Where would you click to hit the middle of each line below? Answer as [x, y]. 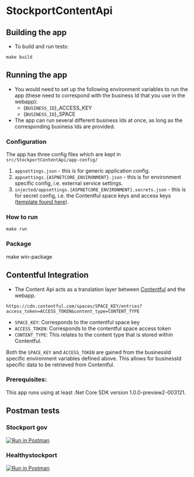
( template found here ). [41, 202]
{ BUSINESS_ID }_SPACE [49, 114]
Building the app [37, 32]
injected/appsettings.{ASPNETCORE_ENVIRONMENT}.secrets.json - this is [100, 190]
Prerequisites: [27, 380]
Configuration [26, 142]
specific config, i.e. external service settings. [69, 183]
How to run [22, 217]
